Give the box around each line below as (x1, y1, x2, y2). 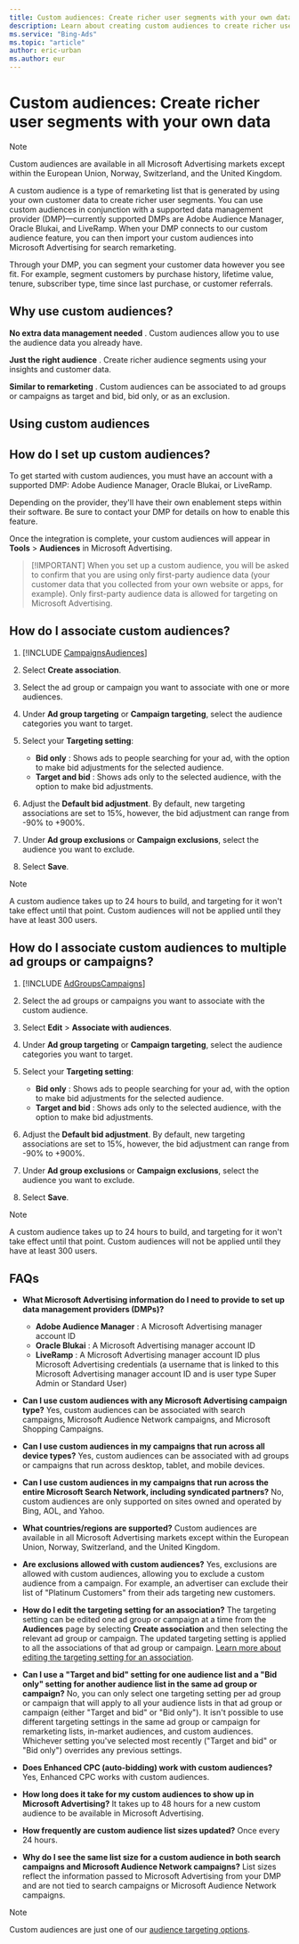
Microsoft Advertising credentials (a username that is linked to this (35, 1360, 279, 1370)
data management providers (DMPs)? (21, 1304, 165, 1315)
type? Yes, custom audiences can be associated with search (21, 1405, 246, 1416)
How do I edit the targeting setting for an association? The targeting (21, 1605, 277, 1615)
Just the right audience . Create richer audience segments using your (9, 354, 267, 365)
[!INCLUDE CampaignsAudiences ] (21, 647, 148, 658)
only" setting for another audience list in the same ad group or (21, 1679, 258, 1689)
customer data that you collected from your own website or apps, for (30, 578, 284, 589)
